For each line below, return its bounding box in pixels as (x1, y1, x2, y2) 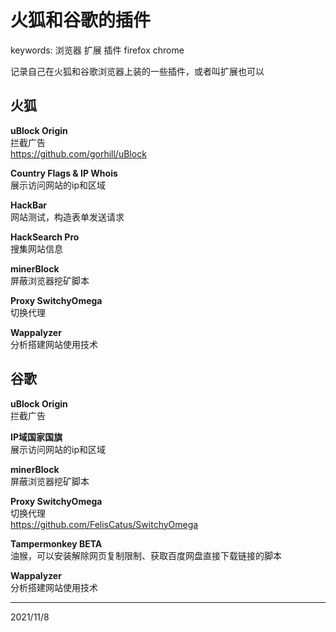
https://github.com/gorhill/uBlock (10, 147, 147, 160)
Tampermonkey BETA (10, 537, 103, 550)
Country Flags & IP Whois (10, 167, 118, 179)
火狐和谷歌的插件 (10, 9, 152, 32)
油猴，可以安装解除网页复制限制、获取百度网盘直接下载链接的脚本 (10, 549, 282, 561)
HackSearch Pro (10, 231, 80, 243)
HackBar (10, 199, 48, 211)
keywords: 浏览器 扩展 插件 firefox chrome (10, 44, 185, 56)
